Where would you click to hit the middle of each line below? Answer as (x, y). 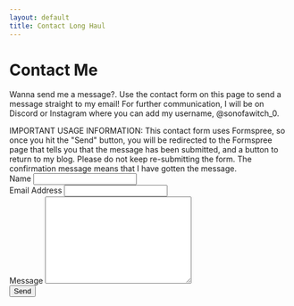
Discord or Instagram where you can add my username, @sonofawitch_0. (144, 113)
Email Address (36, 190)
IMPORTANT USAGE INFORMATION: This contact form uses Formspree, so (147, 131)
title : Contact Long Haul (57, 26)
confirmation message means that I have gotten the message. (123, 169)
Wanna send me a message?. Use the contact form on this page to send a (145, 95)
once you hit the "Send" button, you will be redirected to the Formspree (141, 140)
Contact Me (54, 70)
